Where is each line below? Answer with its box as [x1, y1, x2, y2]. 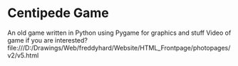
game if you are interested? [7, 35, 88, 44]
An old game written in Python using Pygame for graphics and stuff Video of [7, 28, 232, 37]
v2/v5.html [7, 51, 39, 60]
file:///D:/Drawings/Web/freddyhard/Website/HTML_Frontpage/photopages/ [7, 43, 231, 52]
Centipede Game [7, 5, 109, 21]
